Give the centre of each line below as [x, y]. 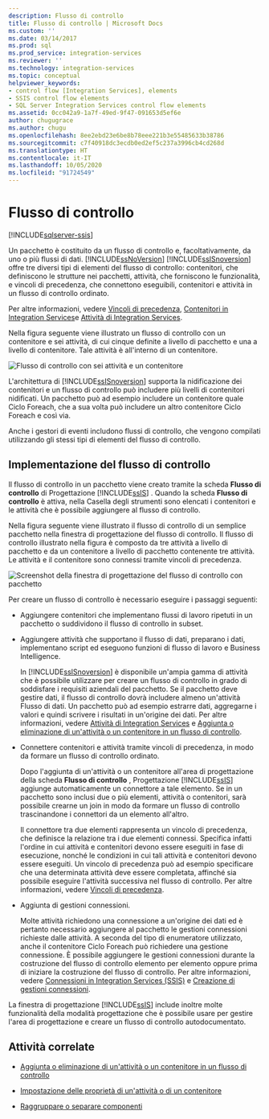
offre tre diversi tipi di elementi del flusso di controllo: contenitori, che [123, 267]
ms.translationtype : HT [48, 150]
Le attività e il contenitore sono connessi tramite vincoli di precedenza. [125, 559]
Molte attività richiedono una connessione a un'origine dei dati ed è [131, 920]
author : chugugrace [41, 121]
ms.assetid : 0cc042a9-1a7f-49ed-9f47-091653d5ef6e [95, 113]
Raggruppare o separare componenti [81, 1106]
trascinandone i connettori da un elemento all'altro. [104, 814]
